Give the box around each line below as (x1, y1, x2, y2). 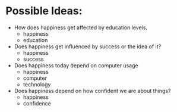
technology (23, 80, 51, 88)
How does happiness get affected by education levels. (14, 24, 148, 31)
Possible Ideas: (5, 4, 83, 18)
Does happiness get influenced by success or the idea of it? (14, 43, 162, 50)
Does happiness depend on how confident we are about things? (14, 87, 171, 94)
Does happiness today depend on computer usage (14, 61, 138, 69)
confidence (23, 99, 51, 107)
